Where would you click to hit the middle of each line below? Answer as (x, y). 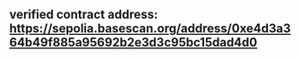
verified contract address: (84, 15)
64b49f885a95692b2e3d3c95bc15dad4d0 (133, 42)
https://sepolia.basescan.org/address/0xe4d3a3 (150, 29)
